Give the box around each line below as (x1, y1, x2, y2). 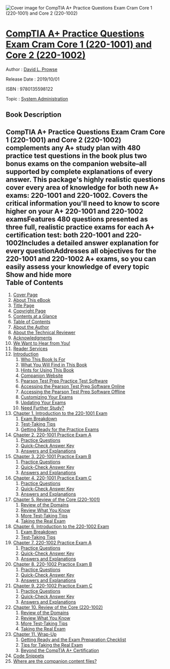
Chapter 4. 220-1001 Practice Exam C (13, 475, 92, 481)
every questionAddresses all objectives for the (6, 247, 156, 255)
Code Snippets (13, 653, 45, 659)
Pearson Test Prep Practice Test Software (20, 378, 108, 384)
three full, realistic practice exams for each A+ (6, 223, 155, 231)
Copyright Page (13, 308, 46, 314)
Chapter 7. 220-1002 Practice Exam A (13, 540, 92, 546)
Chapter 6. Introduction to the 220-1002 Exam (13, 523, 109, 530)
